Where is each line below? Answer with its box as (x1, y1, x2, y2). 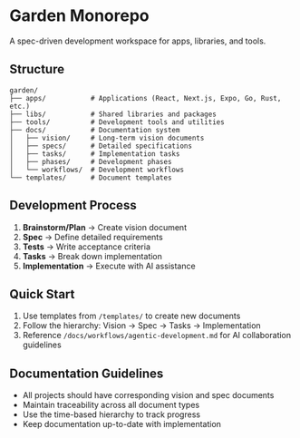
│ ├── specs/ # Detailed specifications (9, 141, 193, 151)
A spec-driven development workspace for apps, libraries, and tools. (9, 35, 266, 46)
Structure (9, 62, 65, 77)
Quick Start (9, 287, 75, 302)
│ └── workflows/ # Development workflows (9, 165, 184, 174)
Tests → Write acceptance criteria (22, 241, 151, 252)
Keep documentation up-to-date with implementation (22, 419, 222, 430)
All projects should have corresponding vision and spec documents (22, 390, 275, 401)
